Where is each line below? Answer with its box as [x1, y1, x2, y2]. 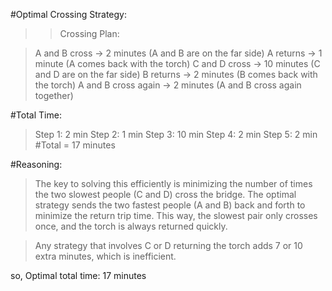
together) [34, 90, 74, 101]
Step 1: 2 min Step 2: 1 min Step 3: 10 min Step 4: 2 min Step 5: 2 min [34, 129, 318, 140]
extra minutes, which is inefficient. [34, 250, 177, 262]
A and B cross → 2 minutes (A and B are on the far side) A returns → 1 [34, 47, 323, 59]
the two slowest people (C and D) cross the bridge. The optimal [34, 189, 297, 200]
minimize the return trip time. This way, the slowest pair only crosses [34, 210, 318, 221]
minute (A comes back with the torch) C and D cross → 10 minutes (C [34, 58, 321, 69]
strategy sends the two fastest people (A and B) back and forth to [34, 199, 306, 211]
